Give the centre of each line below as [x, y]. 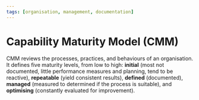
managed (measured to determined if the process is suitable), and [89, 84]
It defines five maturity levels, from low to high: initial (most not [85, 64]
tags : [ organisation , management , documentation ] [70, 12]
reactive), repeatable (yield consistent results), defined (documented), [95, 77]
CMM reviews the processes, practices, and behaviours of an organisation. [100, 58]
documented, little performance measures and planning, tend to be [90, 71]
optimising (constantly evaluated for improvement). [70, 90]
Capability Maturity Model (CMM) [93, 41]
